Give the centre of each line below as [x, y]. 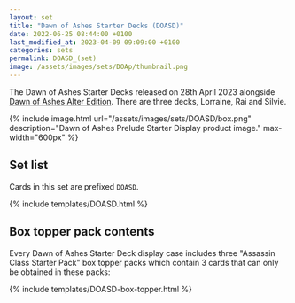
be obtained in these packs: [60, 272]
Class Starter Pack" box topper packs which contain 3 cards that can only [144, 262]
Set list [29, 165]
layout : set [31, 17]
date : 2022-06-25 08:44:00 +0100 [71, 34]
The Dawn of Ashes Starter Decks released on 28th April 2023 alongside [142, 92]
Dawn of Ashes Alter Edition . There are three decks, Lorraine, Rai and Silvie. [148, 101]
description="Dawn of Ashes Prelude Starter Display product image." [135, 128]
